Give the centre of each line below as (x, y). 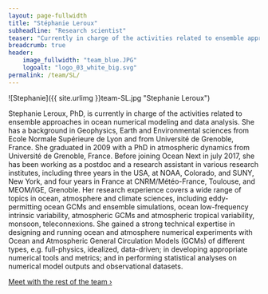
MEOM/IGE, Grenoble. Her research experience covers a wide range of (125, 189)
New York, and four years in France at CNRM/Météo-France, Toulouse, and (132, 181)
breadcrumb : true (37, 46)
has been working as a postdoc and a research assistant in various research (134, 164)
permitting (25, 207)
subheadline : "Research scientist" (67, 30)
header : (21, 53)
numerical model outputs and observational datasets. (96, 266)
